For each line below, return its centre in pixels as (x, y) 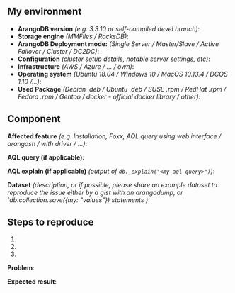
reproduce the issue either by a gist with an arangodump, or (95, 192)
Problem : (21, 268)
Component (34, 119)
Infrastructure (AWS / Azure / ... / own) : (76, 66)
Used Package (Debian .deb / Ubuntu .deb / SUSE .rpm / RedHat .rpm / (122, 89)
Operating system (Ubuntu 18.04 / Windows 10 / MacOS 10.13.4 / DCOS (122, 74)
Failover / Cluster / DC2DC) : (58, 51)
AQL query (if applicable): (46, 157)
